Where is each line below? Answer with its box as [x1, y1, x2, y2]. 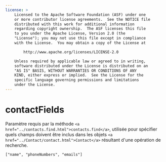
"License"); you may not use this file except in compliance [14, 36, 146, 41]
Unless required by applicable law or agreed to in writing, [14, 59, 146, 64]
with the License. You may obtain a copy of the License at [14, 40, 146, 46]
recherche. [5, 142, 28, 148]
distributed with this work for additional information [14, 21, 135, 27]
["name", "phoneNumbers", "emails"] [5, 152, 82, 157]
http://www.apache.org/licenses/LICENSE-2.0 [23, 49, 119, 55]
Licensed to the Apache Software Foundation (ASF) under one [14, 12, 146, 17]
